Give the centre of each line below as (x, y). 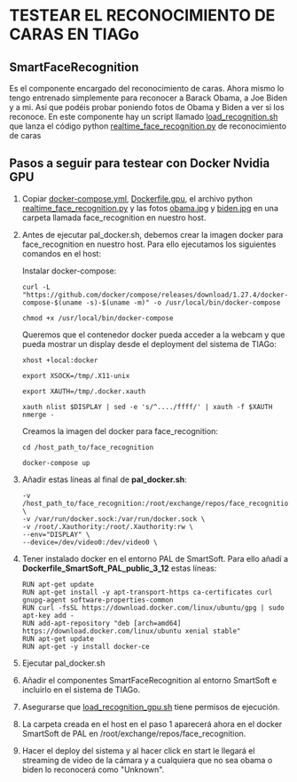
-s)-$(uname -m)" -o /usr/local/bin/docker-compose (183, 303)
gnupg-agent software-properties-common (98, 600)
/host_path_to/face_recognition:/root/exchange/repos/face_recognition (157, 503)
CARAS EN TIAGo (74, 34)
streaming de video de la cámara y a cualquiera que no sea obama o (147, 760)
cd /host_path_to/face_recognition (88, 447)
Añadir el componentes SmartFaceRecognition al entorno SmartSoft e (149, 680)
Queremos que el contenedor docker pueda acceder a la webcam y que (153, 335)
